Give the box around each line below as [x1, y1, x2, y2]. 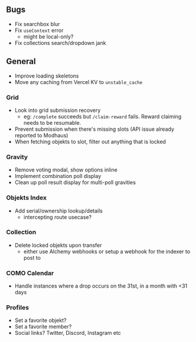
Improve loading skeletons [14, 72, 79, 79]
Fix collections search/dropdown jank [14, 39, 106, 46]
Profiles [6, 304, 30, 312]
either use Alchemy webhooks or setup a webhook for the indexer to [23, 248, 191, 255]
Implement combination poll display [14, 173, 102, 180]
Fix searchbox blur [14, 20, 60, 27]
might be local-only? [23, 33, 74, 40]
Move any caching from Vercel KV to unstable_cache [14, 78, 143, 85]
